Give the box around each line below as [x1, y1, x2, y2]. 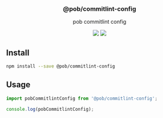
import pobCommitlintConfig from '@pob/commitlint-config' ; [6, 95, 158, 101]
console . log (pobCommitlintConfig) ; [6, 106, 94, 112]
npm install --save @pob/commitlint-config [6, 63, 116, 69]
